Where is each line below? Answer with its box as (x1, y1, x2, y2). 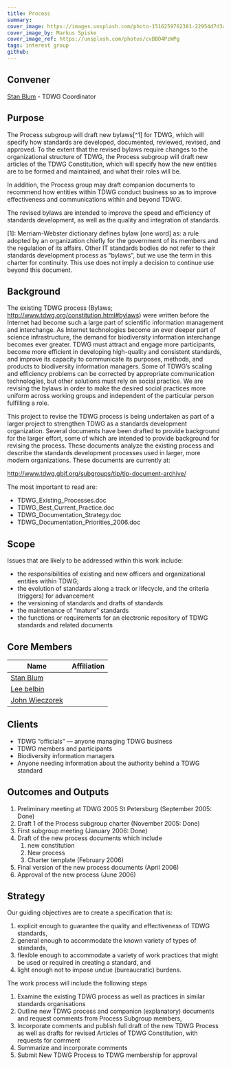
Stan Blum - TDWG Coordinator (7, 92, 96, 101)
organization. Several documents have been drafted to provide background (7, 427, 220, 435)
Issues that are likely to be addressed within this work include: (7, 556, 184, 565)
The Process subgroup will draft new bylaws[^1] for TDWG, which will (7, 130, 204, 138)
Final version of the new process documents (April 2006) (16, 863, 179, 871)
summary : (7, 17, 32, 23)
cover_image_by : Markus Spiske (7, 29, 97, 36)
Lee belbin (10, 684, 45, 693)
